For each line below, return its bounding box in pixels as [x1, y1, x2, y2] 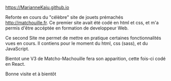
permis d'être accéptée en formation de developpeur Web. [5, 25, 129, 31]
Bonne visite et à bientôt [5, 71, 57, 77]
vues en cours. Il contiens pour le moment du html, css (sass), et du [5, 40, 148, 46]
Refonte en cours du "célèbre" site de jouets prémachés [5, 14, 124, 20]
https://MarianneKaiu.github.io [5, 5, 69, 10]
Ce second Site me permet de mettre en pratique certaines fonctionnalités [5, 35, 162, 41]
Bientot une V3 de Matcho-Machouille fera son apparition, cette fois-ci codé [5, 56, 166, 62]
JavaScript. [5, 46, 30, 51]
